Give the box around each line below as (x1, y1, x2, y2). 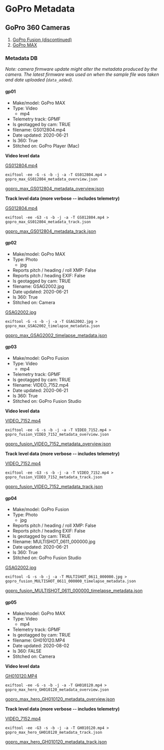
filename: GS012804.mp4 (12, 127, 65, 133)
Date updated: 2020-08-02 (12, 643, 69, 649)
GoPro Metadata (5, 3, 75, 15)
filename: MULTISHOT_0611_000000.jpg (12, 538, 96, 545)
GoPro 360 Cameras (5, 23, 70, 32)
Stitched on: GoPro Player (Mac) (12, 143, 79, 149)
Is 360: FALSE (12, 648, 42, 654)
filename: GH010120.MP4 (12, 637, 65, 643)
